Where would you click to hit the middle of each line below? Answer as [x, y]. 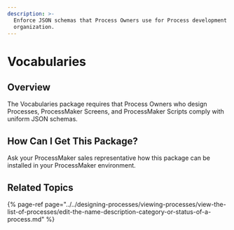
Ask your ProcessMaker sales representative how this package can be [109, 158]
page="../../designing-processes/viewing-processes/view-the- [135, 204]
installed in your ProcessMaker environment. [72, 165]
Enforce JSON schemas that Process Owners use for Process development [121, 20]
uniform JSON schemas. [43, 119]
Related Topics [40, 188]
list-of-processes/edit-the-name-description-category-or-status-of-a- [109, 212]
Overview [29, 87]
